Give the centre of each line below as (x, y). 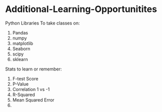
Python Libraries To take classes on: (42, 23)
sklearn (20, 59)
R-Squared (23, 94)
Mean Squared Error (33, 100)
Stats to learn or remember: (33, 69)
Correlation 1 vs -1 (31, 89)
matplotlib (23, 43)
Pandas (20, 32)
